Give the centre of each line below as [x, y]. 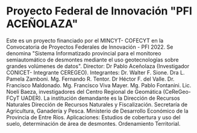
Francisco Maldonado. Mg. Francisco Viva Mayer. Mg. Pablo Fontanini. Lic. [99, 85]
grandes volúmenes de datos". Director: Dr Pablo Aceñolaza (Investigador [98, 66]
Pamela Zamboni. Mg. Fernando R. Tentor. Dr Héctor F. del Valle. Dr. [90, 79]
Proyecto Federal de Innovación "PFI [99, 11]
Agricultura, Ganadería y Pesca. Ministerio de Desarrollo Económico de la [97, 111]
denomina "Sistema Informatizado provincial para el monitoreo [84, 53]
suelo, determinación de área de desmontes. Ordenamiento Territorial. [93, 123]
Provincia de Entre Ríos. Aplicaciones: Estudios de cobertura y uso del [93, 117]
